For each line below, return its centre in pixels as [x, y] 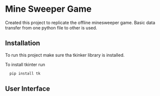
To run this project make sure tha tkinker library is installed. [65, 55]
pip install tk [25, 73]
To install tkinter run [25, 64]
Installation [23, 43]
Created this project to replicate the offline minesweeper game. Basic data [80, 23]
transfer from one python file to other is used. [51, 27]
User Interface [28, 89]
